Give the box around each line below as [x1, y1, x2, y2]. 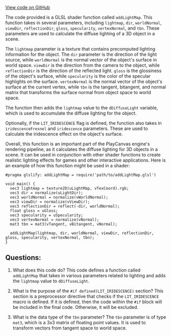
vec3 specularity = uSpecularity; [10, 213, 83, 218]
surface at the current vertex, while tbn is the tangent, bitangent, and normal [5, 84, 166, 90]
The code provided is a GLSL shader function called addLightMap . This [5, 14, 153, 20]
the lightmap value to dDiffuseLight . [12, 278, 90, 284]
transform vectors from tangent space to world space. [12, 325, 127, 331]
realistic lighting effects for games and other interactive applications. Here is [5, 157, 166, 163]
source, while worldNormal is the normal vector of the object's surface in [5, 57, 157, 63]
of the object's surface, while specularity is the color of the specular [5, 73, 151, 79]
